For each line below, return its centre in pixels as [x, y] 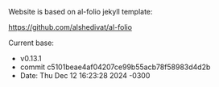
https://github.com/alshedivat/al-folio [70, 27]
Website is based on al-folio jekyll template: [81, 12]
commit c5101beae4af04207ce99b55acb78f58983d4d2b [115, 67]
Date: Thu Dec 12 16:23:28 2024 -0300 [85, 75]
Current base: [31, 43]
